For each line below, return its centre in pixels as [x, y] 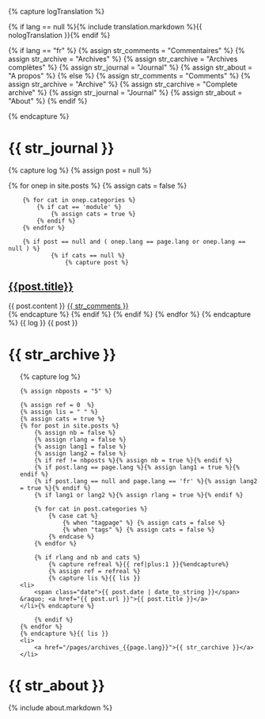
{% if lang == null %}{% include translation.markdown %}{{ [105, 27]
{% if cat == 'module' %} [79, 207]
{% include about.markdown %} [61, 707]
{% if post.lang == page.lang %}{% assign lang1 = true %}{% [137, 467]
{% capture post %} [97, 262]
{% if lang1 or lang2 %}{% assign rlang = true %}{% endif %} [139, 495]
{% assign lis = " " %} [59, 412]
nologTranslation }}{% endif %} [59, 35]
